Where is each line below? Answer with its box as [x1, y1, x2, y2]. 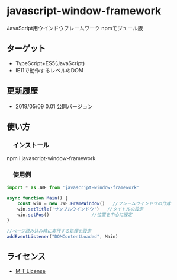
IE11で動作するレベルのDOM [15, 66, 83, 74]
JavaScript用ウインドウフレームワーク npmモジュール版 [7, 24, 143, 31]
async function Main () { [7, 195, 68, 201]
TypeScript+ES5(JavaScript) [15, 59, 85, 66]
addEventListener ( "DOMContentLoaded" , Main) [7, 233, 118, 240]
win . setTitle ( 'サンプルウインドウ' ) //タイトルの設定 [17, 206, 144, 212]
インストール [12, 141, 50, 149]
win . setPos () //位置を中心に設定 [17, 212, 133, 218]
